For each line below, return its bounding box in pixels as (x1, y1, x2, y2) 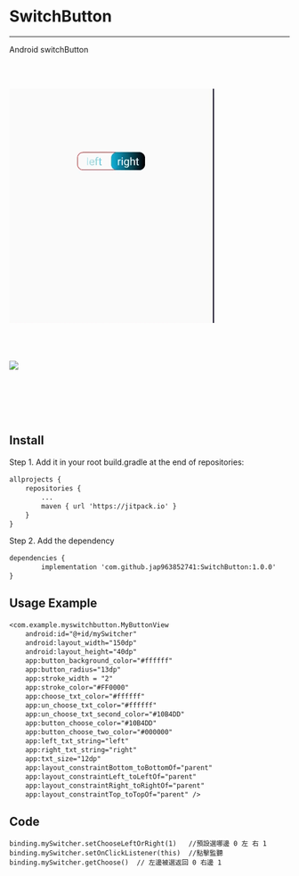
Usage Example (9, 596, 98, 611)
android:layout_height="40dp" (25, 647, 138, 657)
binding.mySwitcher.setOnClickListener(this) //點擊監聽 (9, 849, 224, 858)
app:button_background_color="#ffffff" (25, 656, 174, 665)
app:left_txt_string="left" (25, 736, 129, 746)
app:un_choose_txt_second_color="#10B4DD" (25, 709, 185, 719)
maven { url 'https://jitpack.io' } (41, 501, 177, 510)
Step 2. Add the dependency (9, 535, 115, 546)
